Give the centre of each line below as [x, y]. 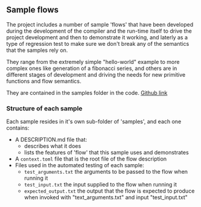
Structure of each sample [44, 108]
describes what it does [53, 146]
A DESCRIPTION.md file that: [51, 140]
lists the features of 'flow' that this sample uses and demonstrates [106, 153]
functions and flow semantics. [44, 81]
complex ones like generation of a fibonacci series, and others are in [92, 68]
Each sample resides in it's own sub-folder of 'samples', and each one [94, 122]
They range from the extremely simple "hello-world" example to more [93, 62]
